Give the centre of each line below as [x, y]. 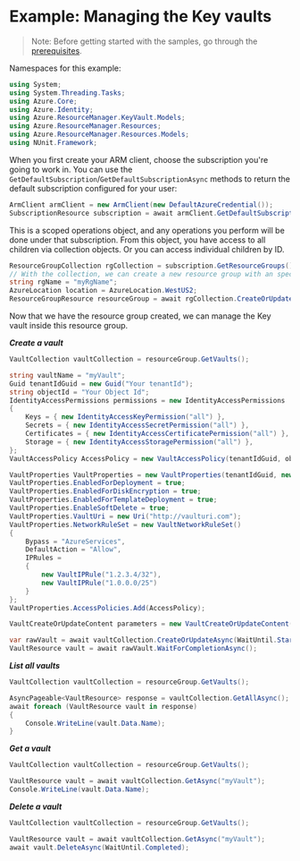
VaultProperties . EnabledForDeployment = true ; [97, 483]
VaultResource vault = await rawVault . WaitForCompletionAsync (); [133, 649]
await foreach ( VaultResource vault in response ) [104, 706]
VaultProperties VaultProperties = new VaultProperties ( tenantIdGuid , [143, 475]
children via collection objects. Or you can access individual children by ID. [147, 249]
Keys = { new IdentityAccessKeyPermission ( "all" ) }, [125, 417]
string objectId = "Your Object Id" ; [79, 392]
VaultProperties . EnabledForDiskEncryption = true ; [105, 491]
